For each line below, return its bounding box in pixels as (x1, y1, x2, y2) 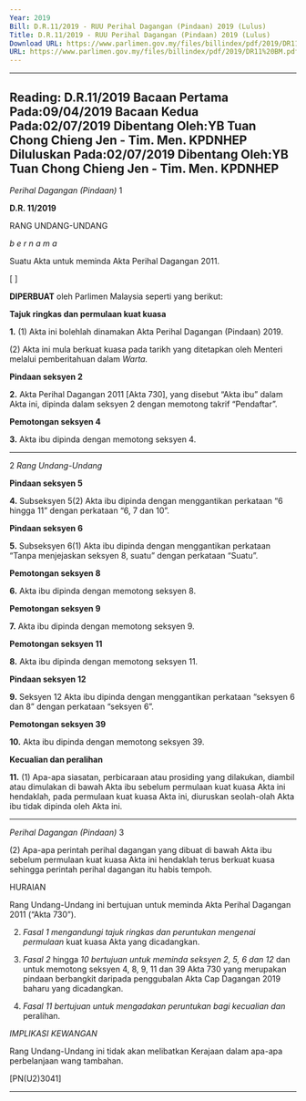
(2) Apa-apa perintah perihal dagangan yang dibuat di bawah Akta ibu (9, 844, 272, 855)
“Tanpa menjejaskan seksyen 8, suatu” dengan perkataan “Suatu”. (9, 550, 259, 561)
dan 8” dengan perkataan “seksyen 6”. (9, 701, 155, 712)
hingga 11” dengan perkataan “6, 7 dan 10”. (9, 505, 170, 516)
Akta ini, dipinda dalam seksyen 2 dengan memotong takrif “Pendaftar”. (9, 398, 278, 409)
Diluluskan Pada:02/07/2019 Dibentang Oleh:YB (9, 147, 289, 162)
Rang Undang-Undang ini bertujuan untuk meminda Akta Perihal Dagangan (9, 899, 291, 910)
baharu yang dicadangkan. (22, 983, 124, 993)
